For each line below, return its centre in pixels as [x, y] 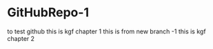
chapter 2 [21, 38]
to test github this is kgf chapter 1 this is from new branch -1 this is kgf [106, 31]
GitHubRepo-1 [48, 13]
